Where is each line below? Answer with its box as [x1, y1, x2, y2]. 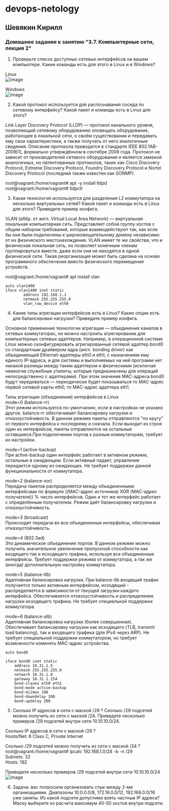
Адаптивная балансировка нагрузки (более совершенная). [5, 619, 133, 625]
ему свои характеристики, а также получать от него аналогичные [5, 138, 148, 144]
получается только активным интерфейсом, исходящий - [5, 582, 129, 588]
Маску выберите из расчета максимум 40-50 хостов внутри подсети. [12, 800, 164, 806]
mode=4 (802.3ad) [5, 534, 45, 540]
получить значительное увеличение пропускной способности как [5, 546, 148, 552]
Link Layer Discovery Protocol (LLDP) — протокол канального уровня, [5, 122, 154, 128]
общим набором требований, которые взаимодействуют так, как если [5, 226, 158, 232]
